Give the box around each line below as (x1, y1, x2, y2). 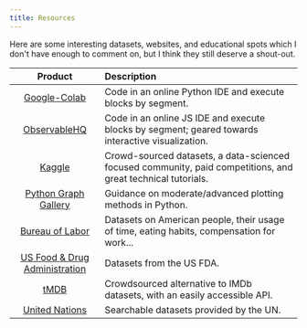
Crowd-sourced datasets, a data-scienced (104, 149, 291, 162)
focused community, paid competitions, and (104, 161, 293, 174)
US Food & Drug (20, 250, 90, 263)
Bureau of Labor (19, 225, 90, 238)
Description (104, 69, 157, 82)
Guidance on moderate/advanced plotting (104, 186, 284, 199)
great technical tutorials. (104, 172, 208, 185)
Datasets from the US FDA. (104, 257, 219, 270)
